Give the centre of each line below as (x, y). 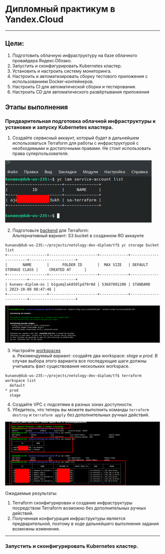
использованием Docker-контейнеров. (53, 81)
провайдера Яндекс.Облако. (42, 60)
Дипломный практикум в (60, 9)
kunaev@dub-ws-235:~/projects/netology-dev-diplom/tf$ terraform (73, 376)
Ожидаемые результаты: (31, 493)
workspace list (21, 381)
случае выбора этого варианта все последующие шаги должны (79, 361)
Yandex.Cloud (34, 19)
